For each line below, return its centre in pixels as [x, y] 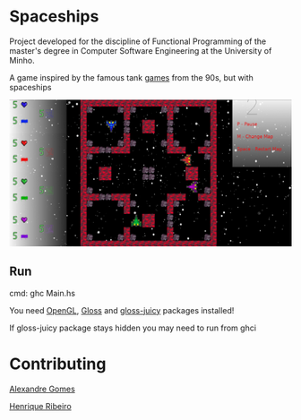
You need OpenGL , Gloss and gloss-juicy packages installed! [122, 310]
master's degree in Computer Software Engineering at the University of [141, 50]
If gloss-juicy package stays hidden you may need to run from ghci [133, 328]
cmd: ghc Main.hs [43, 293]
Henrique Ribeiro [40, 406]
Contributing [58, 364]
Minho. [22, 60]
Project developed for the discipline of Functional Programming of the [138, 41]
